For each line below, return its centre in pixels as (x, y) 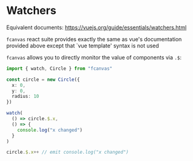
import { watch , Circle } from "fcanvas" (59, 68)
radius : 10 (25, 97)
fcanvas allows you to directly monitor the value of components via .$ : (94, 57)
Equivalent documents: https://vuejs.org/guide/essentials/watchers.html (96, 27)
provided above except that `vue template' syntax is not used (83, 46)
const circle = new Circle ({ (43, 80)
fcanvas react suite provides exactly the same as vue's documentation (94, 39)
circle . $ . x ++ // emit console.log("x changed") (68, 152)
